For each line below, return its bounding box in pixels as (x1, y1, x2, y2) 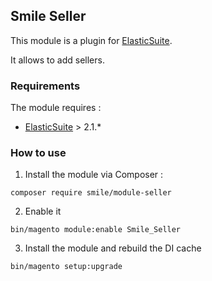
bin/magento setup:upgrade (10, 262, 123, 272)
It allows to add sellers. (10, 54, 105, 66)
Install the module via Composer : (24, 169, 164, 181)
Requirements (10, 79, 81, 93)
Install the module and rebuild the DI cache (24, 242, 202, 254)
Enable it (24, 205, 62, 218)
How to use (10, 146, 67, 160)
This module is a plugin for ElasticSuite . (10, 34, 173, 46)
